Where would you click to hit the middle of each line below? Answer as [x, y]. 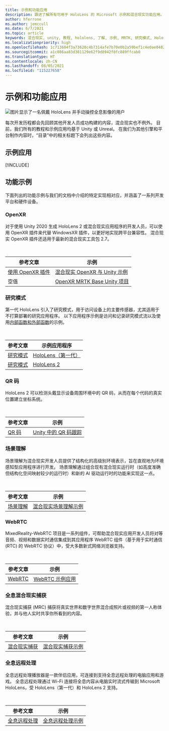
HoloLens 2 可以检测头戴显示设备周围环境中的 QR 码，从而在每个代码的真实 [84, 393]
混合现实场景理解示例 [58, 506]
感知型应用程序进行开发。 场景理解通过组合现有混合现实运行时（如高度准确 [83, 467]
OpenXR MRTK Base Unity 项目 [92, 281]
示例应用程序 [57, 346]
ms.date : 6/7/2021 [24, 29]
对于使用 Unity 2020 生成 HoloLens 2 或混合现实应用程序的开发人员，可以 [82, 226]
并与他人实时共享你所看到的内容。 [49, 613]
